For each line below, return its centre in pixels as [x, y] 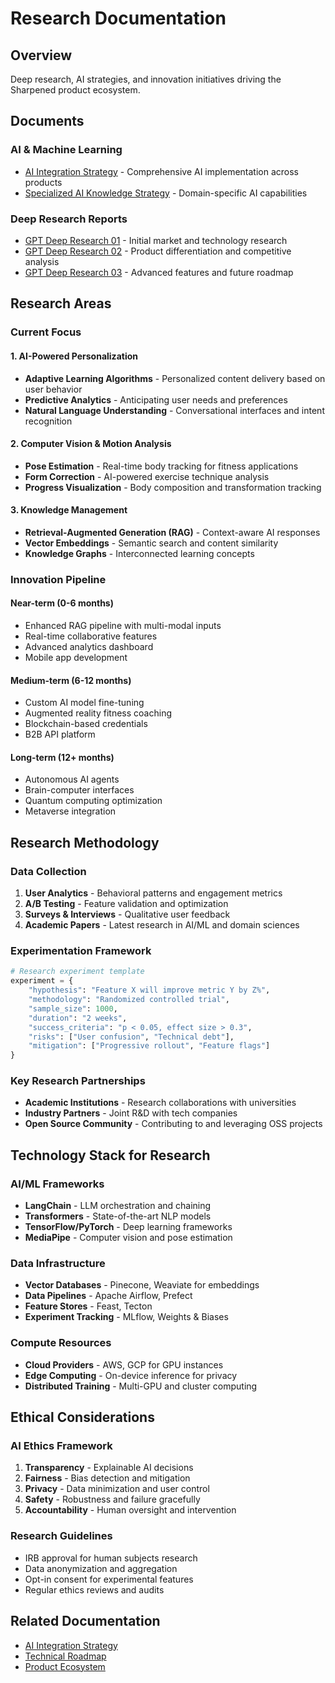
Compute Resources [61, 1343]
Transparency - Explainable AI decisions [109, 1468]
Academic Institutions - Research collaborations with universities [160, 1103]
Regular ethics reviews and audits [94, 1589]
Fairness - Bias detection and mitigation [107, 1478]
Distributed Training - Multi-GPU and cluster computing [141, 1386]
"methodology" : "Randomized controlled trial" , [129, 1000]
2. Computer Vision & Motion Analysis [91, 444]
